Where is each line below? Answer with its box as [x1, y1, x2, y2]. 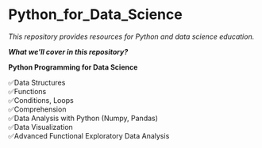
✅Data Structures [8, 78, 66, 87]
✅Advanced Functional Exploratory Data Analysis [8, 131, 170, 140]
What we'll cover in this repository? [8, 47, 129, 56]
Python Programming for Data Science [8, 62, 138, 72]
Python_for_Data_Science [8, 6, 183, 24]
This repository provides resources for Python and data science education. [8, 32, 255, 41]
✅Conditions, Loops [8, 95, 74, 104]
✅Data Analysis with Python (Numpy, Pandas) [8, 113, 159, 123]
